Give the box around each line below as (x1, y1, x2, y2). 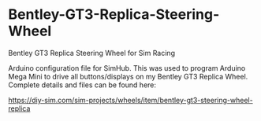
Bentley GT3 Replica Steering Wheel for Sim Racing (8, 48, 176, 57)
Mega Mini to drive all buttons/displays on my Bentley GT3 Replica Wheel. (8, 71, 248, 81)
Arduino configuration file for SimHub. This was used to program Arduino (8, 63, 246, 72)
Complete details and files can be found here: (8, 80, 156, 90)
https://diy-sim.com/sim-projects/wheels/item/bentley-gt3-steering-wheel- (8, 95, 254, 104)
